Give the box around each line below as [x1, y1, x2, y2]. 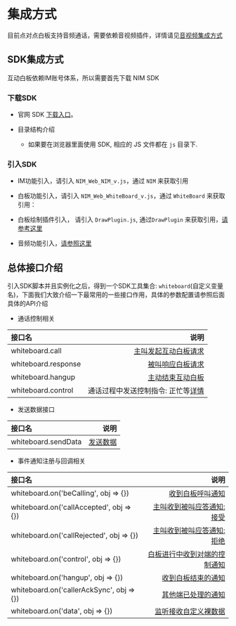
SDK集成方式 [7, 53, 65, 65]
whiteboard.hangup [11, 372, 76, 382]
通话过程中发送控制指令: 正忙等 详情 [87, 386, 204, 396]
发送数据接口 [17, 405, 55, 414]
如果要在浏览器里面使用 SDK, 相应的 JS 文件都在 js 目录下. [27, 140, 198, 148]
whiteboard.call [11, 346, 62, 356]
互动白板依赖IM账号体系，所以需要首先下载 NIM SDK [7, 73, 159, 82]
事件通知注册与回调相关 [17, 456, 86, 465]
